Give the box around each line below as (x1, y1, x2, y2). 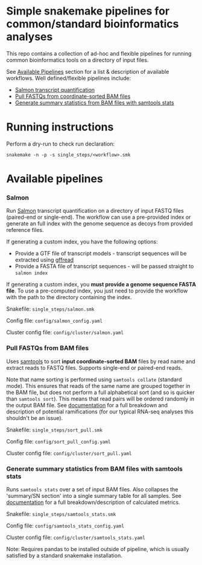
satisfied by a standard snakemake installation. (6, 552, 122, 559)
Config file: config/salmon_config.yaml (6, 317, 103, 324)
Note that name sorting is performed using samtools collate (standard (6, 376, 182, 383)
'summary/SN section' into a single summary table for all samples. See (6, 492, 182, 499)
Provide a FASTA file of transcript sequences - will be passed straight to (14, 263, 194, 270)
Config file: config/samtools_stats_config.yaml (6, 521, 125, 529)
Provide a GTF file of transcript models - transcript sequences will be (14, 250, 187, 257)
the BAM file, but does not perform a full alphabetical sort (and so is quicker (6, 389, 195, 396)
